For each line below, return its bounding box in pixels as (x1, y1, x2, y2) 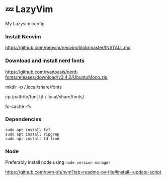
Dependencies (5, 116, 42, 123)
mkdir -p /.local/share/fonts (5, 84, 62, 90)
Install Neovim (5, 33, 41, 40)
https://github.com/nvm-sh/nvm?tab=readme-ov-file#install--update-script (5, 169, 162, 175)
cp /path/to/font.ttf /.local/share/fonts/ (5, 93, 85, 99)
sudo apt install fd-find (5, 136, 59, 141)
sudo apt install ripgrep (5, 132, 59, 137)
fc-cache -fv (5, 103, 32, 109)
